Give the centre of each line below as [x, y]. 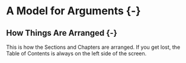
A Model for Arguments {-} [73, 11]
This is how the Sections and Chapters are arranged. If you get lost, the [93, 47]
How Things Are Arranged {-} [62, 33]
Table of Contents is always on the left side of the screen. [76, 53]
